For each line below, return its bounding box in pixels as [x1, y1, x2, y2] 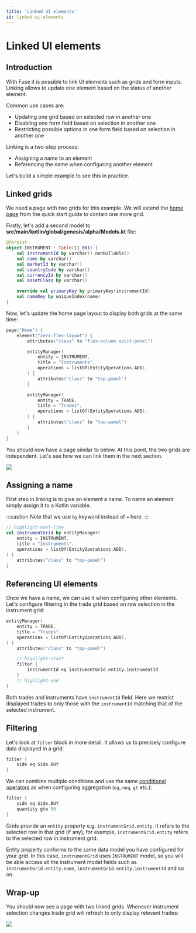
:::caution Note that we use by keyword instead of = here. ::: [6, 513, 149, 520]
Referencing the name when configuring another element [14, 160, 153, 167]
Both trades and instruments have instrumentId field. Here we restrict [6, 694, 174, 701]
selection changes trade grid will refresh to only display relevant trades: [6, 910, 179, 917]
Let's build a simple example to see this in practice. [6, 172, 130, 179]
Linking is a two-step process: [6, 143, 79, 150]
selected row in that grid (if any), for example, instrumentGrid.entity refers [6, 828, 188, 835]
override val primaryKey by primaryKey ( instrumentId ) [16, 288, 150, 294]
